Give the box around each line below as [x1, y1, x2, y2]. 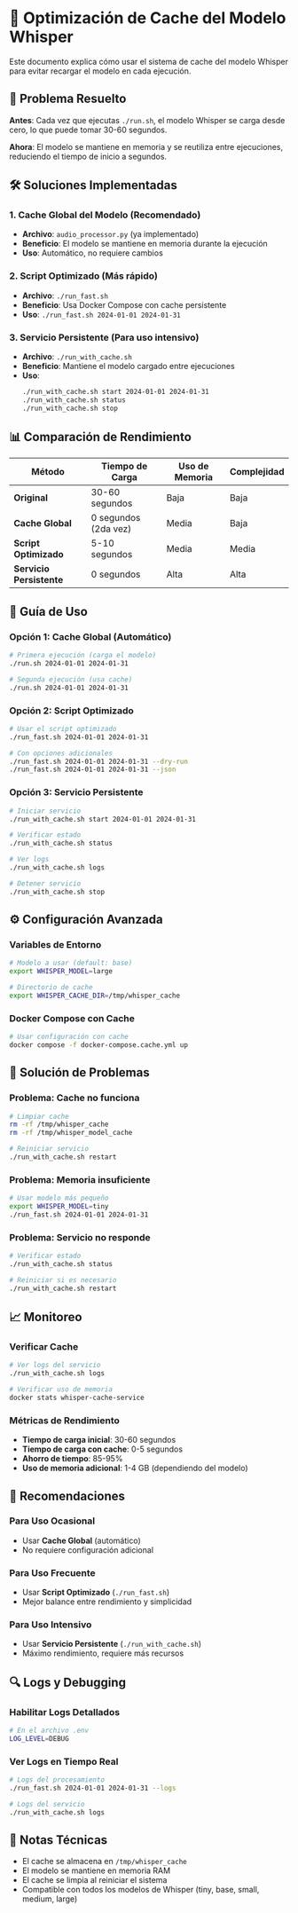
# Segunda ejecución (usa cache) [9, 674, 133, 684]
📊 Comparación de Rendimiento [9, 429, 192, 445]
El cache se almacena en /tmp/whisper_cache [21, 1856, 188, 1867]
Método [30, 466, 65, 478]
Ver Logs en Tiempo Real [9, 1755, 119, 1767]
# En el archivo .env [9, 1726, 90, 1736]
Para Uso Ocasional [9, 1515, 96, 1527]
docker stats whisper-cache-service [9, 1393, 145, 1402]
